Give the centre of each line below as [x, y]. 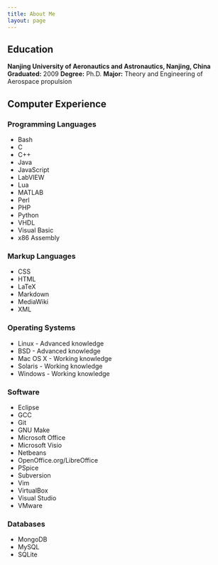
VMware [30, 505]
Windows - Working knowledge [64, 373]
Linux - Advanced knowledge [61, 343]
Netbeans [32, 453]
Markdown [33, 294]
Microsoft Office [42, 437]
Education [31, 49]
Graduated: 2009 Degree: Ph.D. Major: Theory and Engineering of [105, 74]
